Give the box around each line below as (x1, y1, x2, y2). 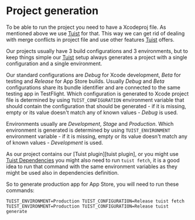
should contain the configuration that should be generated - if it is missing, (6, 102, 186, 109)
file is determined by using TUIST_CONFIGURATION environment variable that (6, 96, 184, 104)
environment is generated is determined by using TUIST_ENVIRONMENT (6, 126, 171, 134)
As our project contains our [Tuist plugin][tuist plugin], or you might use (6, 150, 179, 157)
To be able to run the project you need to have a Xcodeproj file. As (6, 24, 166, 31)
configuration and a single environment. (6, 60, 102, 67)
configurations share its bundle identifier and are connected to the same (6, 84, 180, 91)
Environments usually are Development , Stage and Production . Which (6, 120, 174, 127)
